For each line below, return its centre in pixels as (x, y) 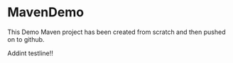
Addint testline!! (30, 53)
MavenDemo (45, 12)
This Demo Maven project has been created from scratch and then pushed (116, 32)
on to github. (26, 39)
